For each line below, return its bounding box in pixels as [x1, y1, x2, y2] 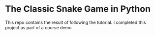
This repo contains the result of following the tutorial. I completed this [5, 19, 146, 25]
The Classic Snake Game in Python [5, 3, 151, 15]
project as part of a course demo [5, 24, 72, 30]
